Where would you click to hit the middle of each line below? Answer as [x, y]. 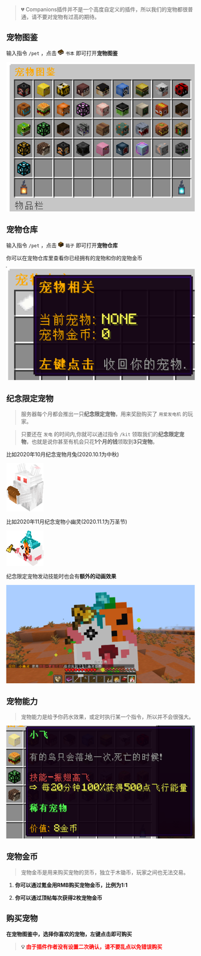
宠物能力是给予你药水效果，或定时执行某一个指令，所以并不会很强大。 [107, 717]
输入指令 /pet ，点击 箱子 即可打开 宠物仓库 [62, 245]
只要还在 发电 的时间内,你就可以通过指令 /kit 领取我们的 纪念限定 [100, 434]
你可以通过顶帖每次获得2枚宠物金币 [59, 897]
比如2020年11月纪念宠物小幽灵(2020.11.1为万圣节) [67, 522]
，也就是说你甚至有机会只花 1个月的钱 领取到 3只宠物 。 [92, 442]
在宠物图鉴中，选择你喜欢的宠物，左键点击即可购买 [69, 934]
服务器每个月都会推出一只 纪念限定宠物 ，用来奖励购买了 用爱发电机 [101, 414]
